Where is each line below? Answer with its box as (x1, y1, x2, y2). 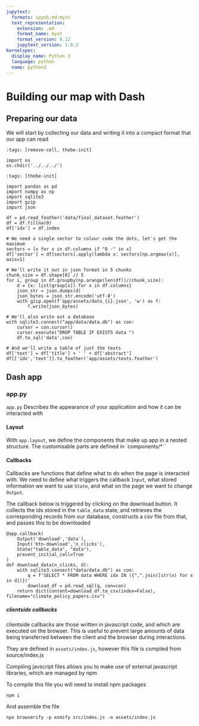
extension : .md (17, 25, 55, 32)
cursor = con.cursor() (17, 324, 73, 331)
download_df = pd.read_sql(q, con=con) (27, 583, 127, 589)
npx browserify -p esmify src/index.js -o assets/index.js (6, 715, 156, 721)
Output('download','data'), (17, 536, 86, 542)
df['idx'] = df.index (6, 225, 60, 231)
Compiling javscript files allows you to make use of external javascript (6, 663, 178, 671)
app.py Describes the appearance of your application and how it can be (6, 404, 182, 411)
